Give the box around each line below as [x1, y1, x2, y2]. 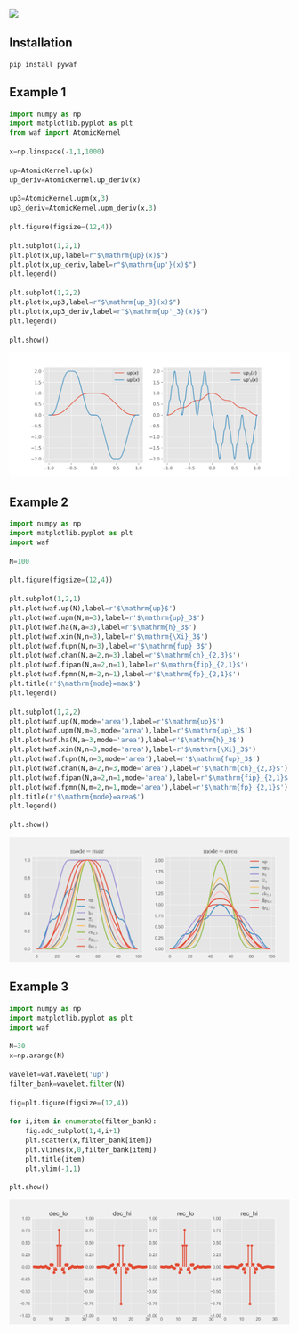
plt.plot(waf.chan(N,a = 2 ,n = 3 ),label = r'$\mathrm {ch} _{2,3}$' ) [9, 651, 241, 660]
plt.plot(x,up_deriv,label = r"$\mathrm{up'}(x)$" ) [9, 260, 197, 269]
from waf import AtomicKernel [9, 128, 122, 137]
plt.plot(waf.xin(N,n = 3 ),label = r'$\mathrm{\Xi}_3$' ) [9, 632, 209, 642]
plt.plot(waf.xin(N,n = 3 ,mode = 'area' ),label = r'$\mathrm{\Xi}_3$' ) [9, 745, 256, 754]
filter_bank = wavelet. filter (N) [9, 1080, 125, 1089]
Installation [9, 36, 73, 51]
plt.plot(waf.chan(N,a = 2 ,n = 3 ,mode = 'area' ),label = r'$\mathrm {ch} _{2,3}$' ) [9, 764, 289, 773]
